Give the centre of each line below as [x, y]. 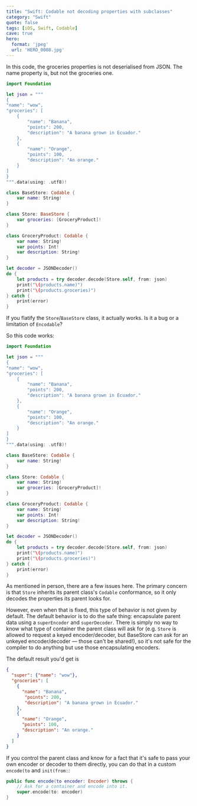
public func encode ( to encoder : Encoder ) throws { [70, 781]
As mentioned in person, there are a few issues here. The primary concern [96, 586]
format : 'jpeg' [30, 45]
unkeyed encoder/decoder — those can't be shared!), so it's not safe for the [99, 641]
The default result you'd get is [43, 659]
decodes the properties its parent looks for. [59, 599]
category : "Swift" [29, 17]
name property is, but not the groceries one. [60, 73]
